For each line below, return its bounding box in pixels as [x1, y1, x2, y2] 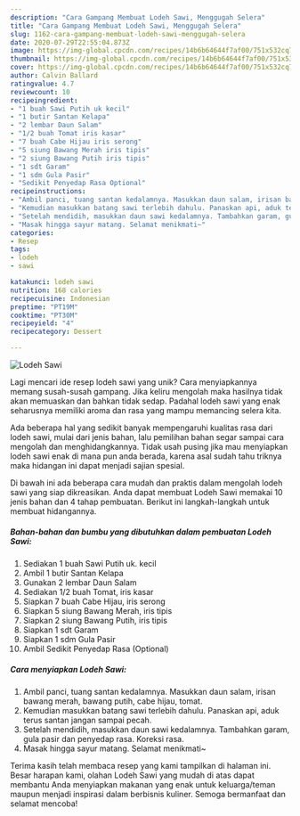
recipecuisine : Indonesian [10, 294, 110, 303]
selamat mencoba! [10, 798, 78, 809]
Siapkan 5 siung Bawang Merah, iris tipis [22, 605, 173, 616]
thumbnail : [10, 54, 51, 63]
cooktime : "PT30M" [10, 311, 78, 320]
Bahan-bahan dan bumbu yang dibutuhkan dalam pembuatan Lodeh [10, 526, 272, 537]
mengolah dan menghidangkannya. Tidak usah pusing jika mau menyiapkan [10, 442, 288, 452]
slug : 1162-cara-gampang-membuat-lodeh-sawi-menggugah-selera [10, 29, 246, 38]
